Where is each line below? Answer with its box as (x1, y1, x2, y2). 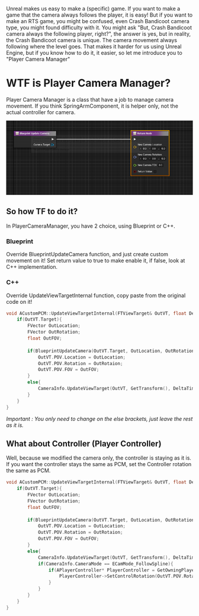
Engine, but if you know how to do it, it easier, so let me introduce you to (6, 49, 182, 56)
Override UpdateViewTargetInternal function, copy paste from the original (6, 291, 186, 299)
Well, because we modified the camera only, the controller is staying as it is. (6, 454, 191, 461)
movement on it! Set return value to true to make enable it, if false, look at (6, 257, 185, 264)
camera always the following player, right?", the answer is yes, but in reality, (6, 30, 191, 37)
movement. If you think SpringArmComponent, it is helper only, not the (6, 102, 179, 109)
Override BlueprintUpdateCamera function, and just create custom (6, 251, 169, 258)
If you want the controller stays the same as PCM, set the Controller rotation (6, 461, 192, 468)
